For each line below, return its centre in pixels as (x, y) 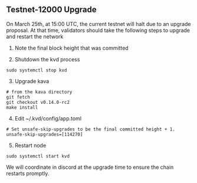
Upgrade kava (32, 81)
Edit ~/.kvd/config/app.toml (48, 118)
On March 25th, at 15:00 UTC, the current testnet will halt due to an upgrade (98, 24)
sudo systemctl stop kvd (37, 70)
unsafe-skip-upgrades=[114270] (45, 134)
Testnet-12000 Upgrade (51, 10)
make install (22, 107)
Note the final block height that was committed (71, 48)
